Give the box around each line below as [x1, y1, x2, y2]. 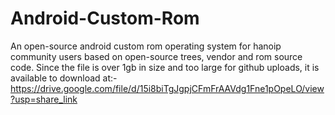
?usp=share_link [10, 93, 78, 105]
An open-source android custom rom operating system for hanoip [10, 40, 282, 52]
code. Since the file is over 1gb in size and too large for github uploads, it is [10, 61, 320, 73]
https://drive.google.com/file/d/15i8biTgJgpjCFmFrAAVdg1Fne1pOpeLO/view [10, 82, 325, 94]
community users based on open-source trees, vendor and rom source [10, 50, 303, 62]
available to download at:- [10, 72, 118, 84]
